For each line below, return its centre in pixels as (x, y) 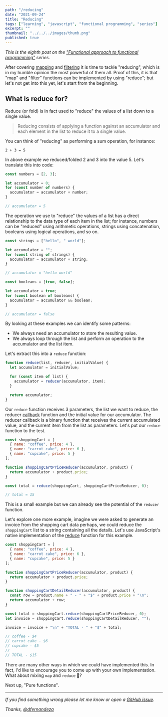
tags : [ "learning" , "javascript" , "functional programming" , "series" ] (81, 24)
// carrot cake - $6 (27, 641)
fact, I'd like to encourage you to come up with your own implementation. (80, 670)
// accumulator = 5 (25, 206)
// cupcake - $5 (22, 646)
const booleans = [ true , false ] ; (40, 282)
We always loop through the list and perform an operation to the (78, 338)
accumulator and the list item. (43, 344)
